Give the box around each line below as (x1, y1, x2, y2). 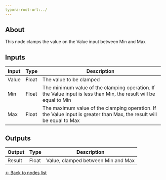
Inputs (5, 53, 26, 61)
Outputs (5, 134, 31, 142)
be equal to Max (42, 117, 80, 124)
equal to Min (42, 97, 72, 104)
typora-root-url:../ (5, 7, 48, 12)
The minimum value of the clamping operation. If (42, 84, 155, 91)
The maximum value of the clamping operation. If (42, 105, 157, 112)
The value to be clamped (42, 76, 100, 83)
